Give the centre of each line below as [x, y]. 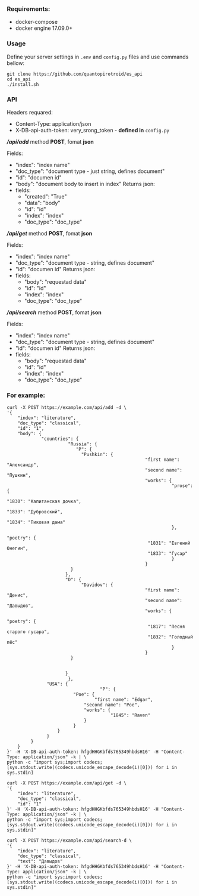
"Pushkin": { [97, 455]
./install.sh [23, 84]
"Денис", [18, 596]
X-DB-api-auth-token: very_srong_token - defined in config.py [92, 130]
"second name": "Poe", [112, 705]
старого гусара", [28, 632]
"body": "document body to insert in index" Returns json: [85, 184]
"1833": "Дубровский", [35, 512]
